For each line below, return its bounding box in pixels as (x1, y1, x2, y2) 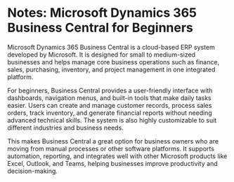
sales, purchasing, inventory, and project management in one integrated (7, 65, 216, 73)
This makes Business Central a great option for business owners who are (7, 136, 219, 145)
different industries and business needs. (7, 123, 124, 132)
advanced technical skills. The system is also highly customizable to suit (7, 115, 217, 124)
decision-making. (7, 167, 58, 175)
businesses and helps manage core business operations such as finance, (7, 57, 220, 66)
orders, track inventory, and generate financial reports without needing (7, 108, 212, 117)
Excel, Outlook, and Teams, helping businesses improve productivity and (7, 159, 218, 167)
